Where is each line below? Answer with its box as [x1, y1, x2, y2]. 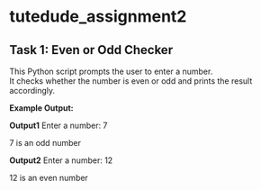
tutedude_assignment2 [9, 6, 187, 27]
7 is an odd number [9, 138, 81, 148]
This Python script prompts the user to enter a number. [9, 66, 213, 77]
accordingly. [9, 86, 56, 95]
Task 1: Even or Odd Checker [9, 42, 174, 58]
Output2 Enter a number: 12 [9, 155, 113, 166]
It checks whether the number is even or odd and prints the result [9, 76, 253, 86]
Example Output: [9, 103, 74, 113]
